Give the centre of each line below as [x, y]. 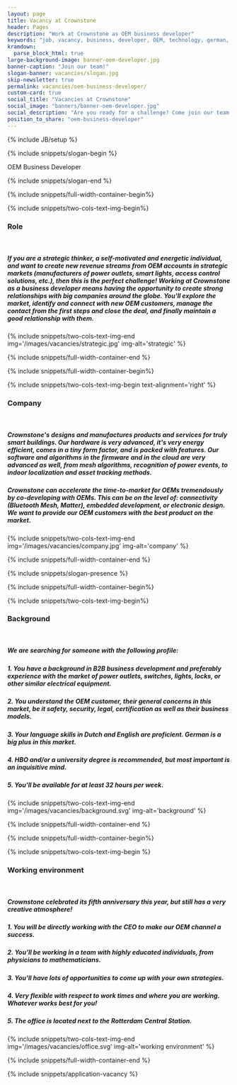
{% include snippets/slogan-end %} [59, 181]
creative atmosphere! [40, 909]
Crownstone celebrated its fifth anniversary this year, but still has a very [117, 902]
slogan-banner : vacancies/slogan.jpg [63, 73]
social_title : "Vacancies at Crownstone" [69, 100]
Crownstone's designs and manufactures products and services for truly [117, 434]
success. [21, 934]
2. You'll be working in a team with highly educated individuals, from [110, 953]
